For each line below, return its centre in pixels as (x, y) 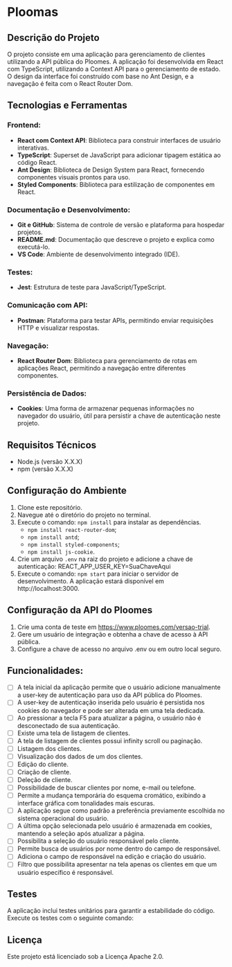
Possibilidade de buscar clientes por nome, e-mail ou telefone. (106, 788)
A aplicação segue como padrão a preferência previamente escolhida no (121, 810)
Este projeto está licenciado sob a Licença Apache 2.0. (86, 957)
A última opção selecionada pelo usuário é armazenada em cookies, (115, 826)
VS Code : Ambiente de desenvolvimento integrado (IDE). (98, 254)
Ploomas (33, 12)
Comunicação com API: (47, 305)
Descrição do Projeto (53, 38)
